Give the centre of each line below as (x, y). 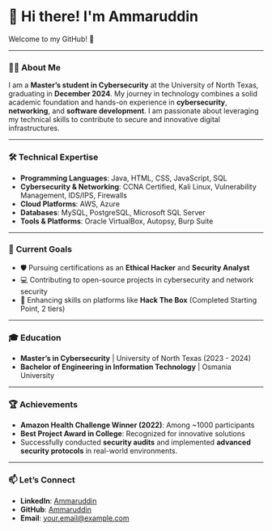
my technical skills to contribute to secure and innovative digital (115, 120)
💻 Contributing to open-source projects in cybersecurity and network (137, 279)
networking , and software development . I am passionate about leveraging (134, 111)
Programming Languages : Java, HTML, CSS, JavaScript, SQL (124, 178)
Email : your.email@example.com (74, 518)
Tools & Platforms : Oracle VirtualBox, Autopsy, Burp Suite (117, 221)
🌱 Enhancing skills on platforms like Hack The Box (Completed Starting (138, 299)
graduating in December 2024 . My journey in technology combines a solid (133, 94)
